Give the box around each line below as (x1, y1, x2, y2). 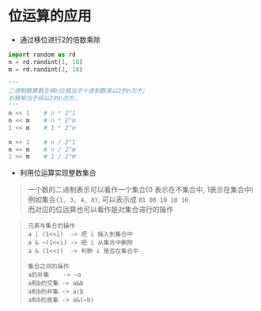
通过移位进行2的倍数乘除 (19, 35, 101, 44)
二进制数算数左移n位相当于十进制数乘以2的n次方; (8, 87, 146, 95)
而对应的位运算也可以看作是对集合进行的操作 (27, 205, 174, 214)
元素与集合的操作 (27, 222, 75, 230)
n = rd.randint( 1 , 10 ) (8, 58, 83, 66)
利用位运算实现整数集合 (19, 168, 96, 178)
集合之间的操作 (27, 263, 70, 271)
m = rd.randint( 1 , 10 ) (8, 65, 83, 74)
